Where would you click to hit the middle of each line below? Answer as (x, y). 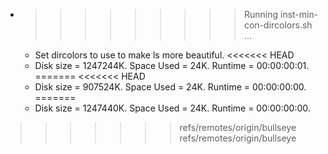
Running (261, 14)
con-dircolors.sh (278, 25)
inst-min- (299, 14)
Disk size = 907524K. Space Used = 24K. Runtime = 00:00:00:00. (170, 87)
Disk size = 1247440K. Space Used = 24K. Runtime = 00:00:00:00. (172, 108)
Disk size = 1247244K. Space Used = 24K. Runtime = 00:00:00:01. (172, 65)
